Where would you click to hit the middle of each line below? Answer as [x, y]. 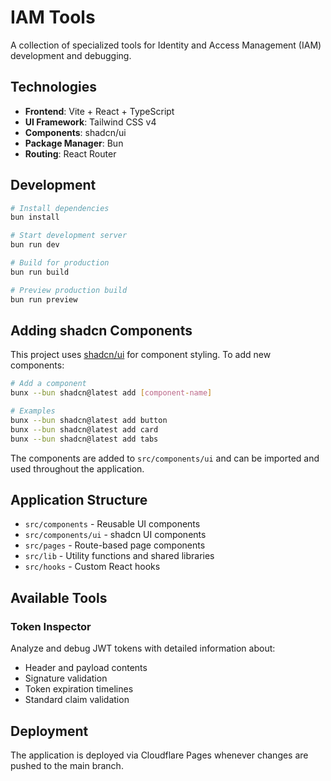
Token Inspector [51, 626]
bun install [35, 217]
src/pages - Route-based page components [115, 545]
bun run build [40, 272]
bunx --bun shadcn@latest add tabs [84, 439]
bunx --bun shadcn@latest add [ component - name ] [111, 393]
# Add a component [48, 384]
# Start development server [69, 236]
